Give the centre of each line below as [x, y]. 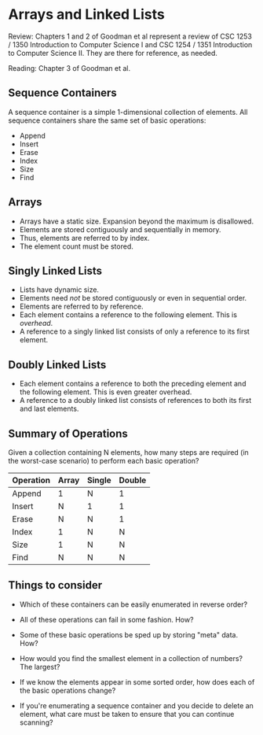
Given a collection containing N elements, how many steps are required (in [128, 452]
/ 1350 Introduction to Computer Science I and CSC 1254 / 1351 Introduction [130, 44]
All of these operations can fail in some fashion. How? [106, 619]
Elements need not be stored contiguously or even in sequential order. [133, 298]
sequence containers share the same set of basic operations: [107, 120]
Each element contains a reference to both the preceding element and [133, 384]
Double [133, 480]
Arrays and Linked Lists [86, 15]
